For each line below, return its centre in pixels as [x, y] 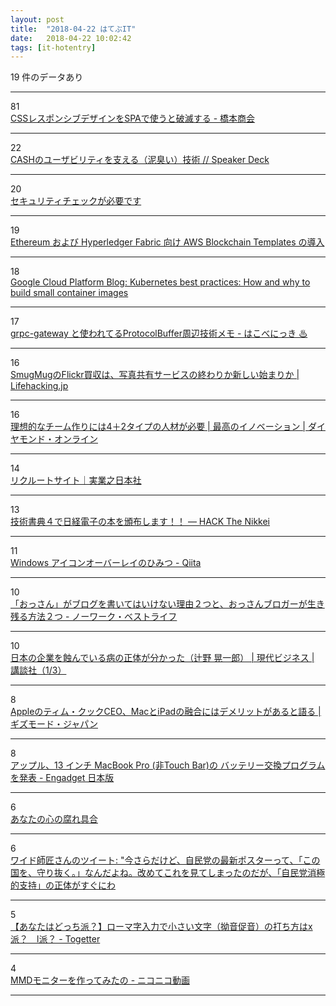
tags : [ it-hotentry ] [53, 47]
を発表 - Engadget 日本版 [62, 778]
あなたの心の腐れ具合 [54, 819]
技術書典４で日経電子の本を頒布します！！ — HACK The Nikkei [140, 522]
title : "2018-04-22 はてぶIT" [73, 29]
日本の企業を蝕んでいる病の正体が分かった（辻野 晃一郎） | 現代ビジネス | [162, 658]
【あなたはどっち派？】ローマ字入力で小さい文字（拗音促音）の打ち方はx [161, 927]
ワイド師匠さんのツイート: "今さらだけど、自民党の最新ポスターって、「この [165, 860]
